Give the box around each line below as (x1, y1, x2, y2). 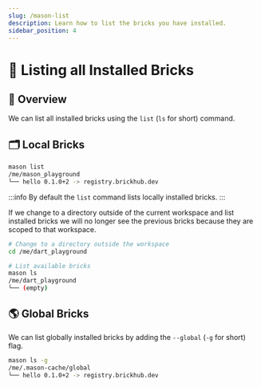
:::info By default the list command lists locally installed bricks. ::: (8, 192, 226, 202)
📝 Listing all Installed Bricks (8, 61, 194, 79)
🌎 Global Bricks (8, 307, 89, 321)
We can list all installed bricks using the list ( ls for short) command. (8, 113, 235, 124)
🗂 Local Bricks (8, 137, 85, 152)
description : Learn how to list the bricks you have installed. (8, 19, 227, 27)
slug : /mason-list (8, 11, 69, 20)
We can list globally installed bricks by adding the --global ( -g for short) (8, 332, 246, 342)
